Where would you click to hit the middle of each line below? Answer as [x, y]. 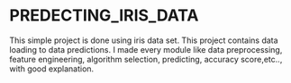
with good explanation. [52, 69]
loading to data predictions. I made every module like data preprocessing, [146, 49]
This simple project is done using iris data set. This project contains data [144, 40]
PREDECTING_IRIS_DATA [104, 16]
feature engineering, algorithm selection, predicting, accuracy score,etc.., [146, 59]
